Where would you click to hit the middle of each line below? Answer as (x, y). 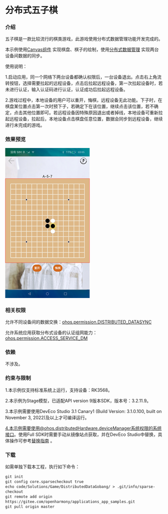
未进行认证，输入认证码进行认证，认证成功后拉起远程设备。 (66, 89)
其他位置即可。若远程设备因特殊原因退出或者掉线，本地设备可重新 (90, 112)
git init (14, 476)
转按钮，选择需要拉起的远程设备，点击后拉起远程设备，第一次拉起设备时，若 (84, 83)
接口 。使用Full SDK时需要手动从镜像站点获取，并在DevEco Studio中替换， (82, 434)
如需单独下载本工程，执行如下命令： (42, 466)
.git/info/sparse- (136, 486)
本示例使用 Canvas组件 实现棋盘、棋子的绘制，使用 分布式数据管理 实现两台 (82, 49)
